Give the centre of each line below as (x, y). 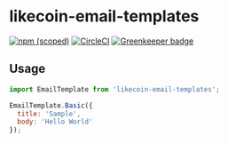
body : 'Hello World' (55, 122)
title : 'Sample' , (49, 114)
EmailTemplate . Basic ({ (51, 105)
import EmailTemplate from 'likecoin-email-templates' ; (114, 89)
